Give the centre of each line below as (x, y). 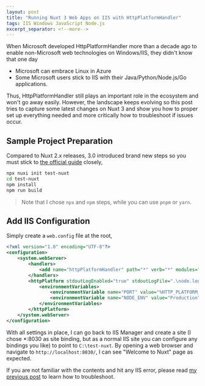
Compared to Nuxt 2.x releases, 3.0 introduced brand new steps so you (96, 155)
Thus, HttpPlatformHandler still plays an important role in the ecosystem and (103, 96)
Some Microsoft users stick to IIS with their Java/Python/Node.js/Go (101, 77)
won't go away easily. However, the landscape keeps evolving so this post (99, 102)
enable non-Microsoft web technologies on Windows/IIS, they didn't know (99, 53)
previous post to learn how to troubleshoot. (60, 376)
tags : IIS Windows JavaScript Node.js (56, 23)
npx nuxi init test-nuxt (38, 173)
